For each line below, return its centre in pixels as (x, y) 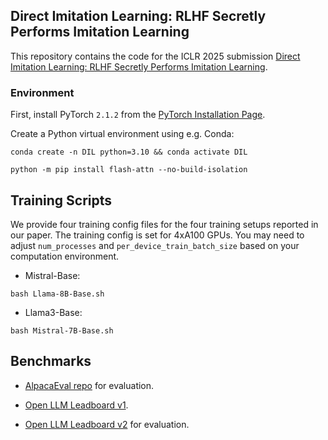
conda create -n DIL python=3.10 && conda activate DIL (129, 152)
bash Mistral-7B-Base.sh (62, 330)
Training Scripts (61, 200)
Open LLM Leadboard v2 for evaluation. (107, 424)
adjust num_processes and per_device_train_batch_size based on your (155, 245)
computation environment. (65, 256)
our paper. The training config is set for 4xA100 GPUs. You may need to (157, 235)
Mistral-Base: (52, 275)
